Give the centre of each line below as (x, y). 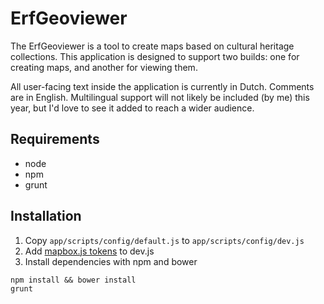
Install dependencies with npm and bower (111, 261)
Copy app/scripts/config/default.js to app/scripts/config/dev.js (164, 240)
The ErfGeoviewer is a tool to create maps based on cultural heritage (152, 46)
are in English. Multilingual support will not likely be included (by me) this (160, 97)
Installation (46, 216)
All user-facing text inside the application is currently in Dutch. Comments (162, 86)
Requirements (55, 139)
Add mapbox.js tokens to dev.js (89, 251)
